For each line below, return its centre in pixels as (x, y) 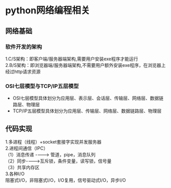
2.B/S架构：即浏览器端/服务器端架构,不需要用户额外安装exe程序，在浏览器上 (86, 65)
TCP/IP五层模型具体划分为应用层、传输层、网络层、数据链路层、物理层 (87, 111)
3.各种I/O (15, 174)
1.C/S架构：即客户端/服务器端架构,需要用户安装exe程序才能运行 (72, 59)
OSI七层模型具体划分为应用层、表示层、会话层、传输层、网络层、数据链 (88, 98)
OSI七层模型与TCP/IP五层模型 (42, 86)
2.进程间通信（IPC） (27, 148)
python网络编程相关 (48, 10)
